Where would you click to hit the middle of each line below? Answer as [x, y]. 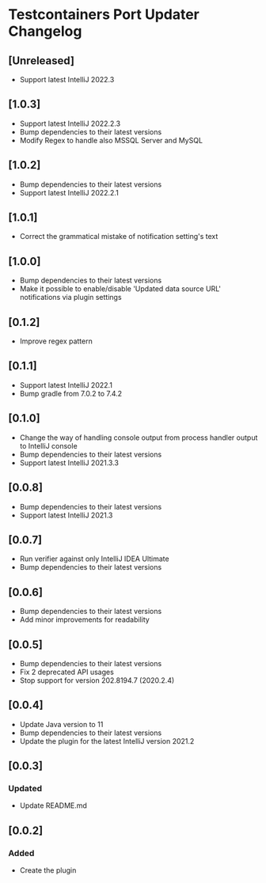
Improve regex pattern [56, 341]
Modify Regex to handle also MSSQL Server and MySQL [111, 140]
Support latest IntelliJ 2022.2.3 [70, 123]
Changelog [45, 31]
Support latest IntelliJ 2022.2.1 [69, 192]
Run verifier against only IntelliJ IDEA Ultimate [94, 559]
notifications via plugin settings [70, 297]
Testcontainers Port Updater [104, 15]
